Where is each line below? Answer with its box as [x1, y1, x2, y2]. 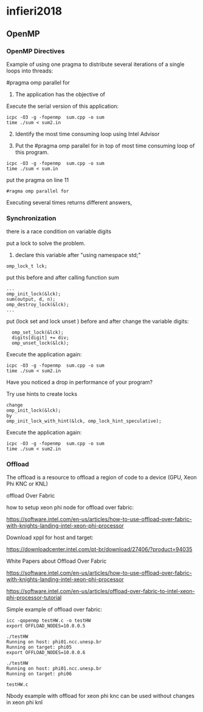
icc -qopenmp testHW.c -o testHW [6, 618, 91, 624]
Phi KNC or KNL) [6, 480, 49, 488]
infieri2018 [6, 4, 63, 18]
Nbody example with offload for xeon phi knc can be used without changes [6, 693, 194, 700]
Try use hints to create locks [6, 390, 78, 398]
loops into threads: [6, 67, 53, 74]
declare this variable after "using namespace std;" [15, 252, 141, 259]
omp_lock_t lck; [6, 263, 47, 269]
